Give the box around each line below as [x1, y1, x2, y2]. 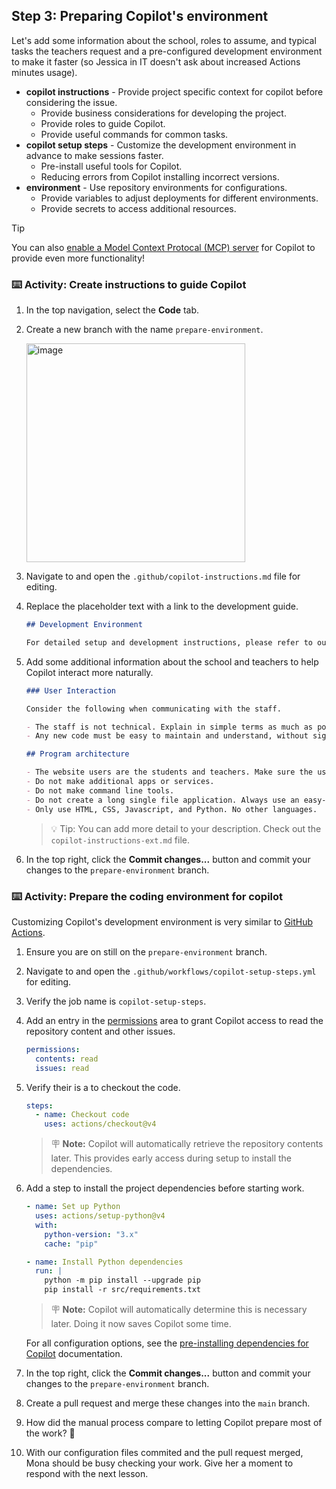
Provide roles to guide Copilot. [40, 117, 166, 129]
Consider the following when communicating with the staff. [25, 704, 282, 714]
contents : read [35, 1054, 99, 1064]
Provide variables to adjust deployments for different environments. [40, 192, 319, 204]
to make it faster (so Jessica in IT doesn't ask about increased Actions [11, 55, 301, 68]
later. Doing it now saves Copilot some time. [50, 1318, 232, 1330]
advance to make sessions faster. [25, 149, 164, 161]
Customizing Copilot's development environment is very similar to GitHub [11, 915, 314, 928]
